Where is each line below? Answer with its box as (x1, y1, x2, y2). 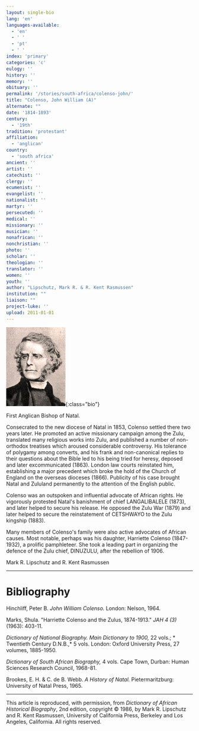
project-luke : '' (6, 304, 49, 309)
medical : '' (6, 216, 36, 222)
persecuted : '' (6, 209, 44, 216)
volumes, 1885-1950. (6, 646, 57, 653)
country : (6, 147, 28, 154)
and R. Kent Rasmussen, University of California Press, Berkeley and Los (6, 711, 184, 719)
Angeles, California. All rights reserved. (6, 718, 102, 725)
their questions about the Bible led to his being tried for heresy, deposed (6, 455, 183, 462)
